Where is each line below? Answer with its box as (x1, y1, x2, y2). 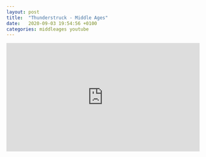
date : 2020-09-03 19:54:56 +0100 (6, 20, 97, 26)
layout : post (6, 9, 40, 15)
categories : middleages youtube (6, 26, 89, 32)
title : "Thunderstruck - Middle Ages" (6, 15, 109, 21)
